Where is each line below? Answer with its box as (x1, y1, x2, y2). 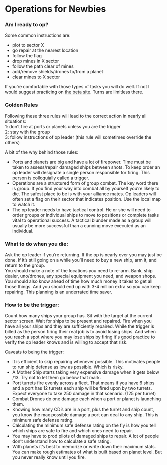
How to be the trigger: (5, 301, 60, 308)
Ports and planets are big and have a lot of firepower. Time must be (12, 159, 151, 165)
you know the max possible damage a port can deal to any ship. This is (12, 412, 159, 418)
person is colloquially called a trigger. (12, 175, 90, 181)
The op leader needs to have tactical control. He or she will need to (12, 206, 151, 213)
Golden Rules (5, 101, 38, 108)
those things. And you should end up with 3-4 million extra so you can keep (5, 284, 161, 290)
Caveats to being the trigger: (5, 349, 64, 355)
